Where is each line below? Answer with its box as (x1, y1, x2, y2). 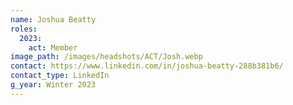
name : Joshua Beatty (10, 14, 97, 25)
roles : (10, 24, 38, 34)
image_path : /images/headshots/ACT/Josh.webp (10, 52, 203, 62)
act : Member (28, 42, 78, 53)
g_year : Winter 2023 (10, 80, 97, 90)
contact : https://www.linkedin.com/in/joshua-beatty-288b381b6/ (10, 61, 284, 71)
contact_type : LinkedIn (10, 71, 110, 81)
